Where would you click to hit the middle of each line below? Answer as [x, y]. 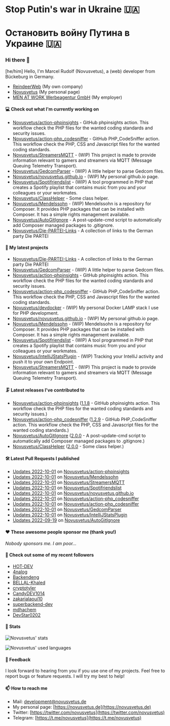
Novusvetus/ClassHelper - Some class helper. [61, 198]
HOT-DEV [23, 566]
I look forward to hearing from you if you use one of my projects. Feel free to [85, 671]
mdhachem [24, 609]
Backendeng [26, 577]
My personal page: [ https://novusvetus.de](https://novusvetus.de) [82, 707]
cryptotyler [24, 588]
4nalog [20, 572]
